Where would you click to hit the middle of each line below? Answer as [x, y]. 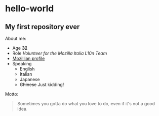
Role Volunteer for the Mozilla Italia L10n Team [60, 53]
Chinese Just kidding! [42, 85]
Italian [26, 74]
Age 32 [20, 48]
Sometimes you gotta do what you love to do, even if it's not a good [86, 103]
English [27, 69]
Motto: [12, 94]
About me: [16, 38]
